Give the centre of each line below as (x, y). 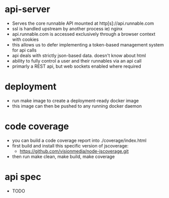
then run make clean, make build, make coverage (63, 156)
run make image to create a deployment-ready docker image (75, 101)
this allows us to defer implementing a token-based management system (88, 44)
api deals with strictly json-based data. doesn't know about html (79, 55)
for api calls (24, 50)
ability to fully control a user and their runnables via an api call (77, 61)
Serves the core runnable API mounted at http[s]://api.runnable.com (83, 23)
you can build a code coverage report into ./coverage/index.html (79, 140)
